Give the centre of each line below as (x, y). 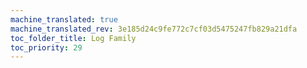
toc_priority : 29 (46, 47)
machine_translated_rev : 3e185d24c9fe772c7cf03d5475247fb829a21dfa (154, 29)
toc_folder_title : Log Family (73, 38)
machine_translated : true (64, 19)
